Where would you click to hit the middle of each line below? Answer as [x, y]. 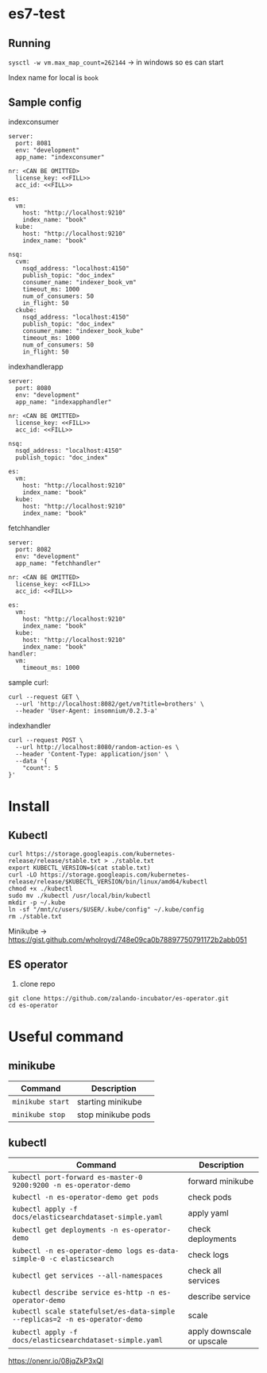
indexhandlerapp [36, 366]
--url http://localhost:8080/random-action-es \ [97, 747]
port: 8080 [33, 388]
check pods [210, 1197]
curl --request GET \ [44, 697]
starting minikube [109, 1101]
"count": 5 [41, 768]
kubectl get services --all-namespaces [87, 1276]
